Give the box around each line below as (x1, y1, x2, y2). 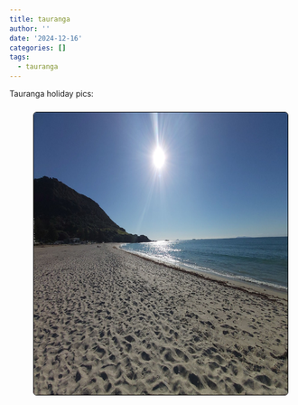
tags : (9, 52, 30, 62)
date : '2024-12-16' (9, 33, 83, 42)
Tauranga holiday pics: (9, 89, 94, 99)
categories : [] (9, 43, 67, 52)
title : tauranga (9, 14, 70, 24)
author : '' (9, 24, 51, 33)
